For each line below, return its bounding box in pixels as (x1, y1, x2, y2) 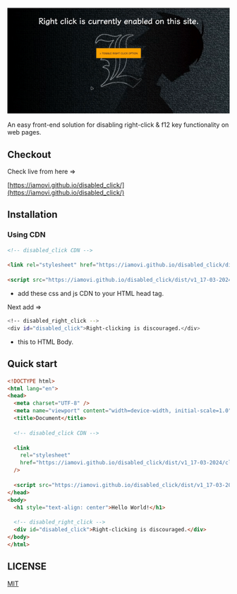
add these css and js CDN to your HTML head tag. (17, 290, 164, 298)
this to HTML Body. (17, 338, 74, 346)
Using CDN (7, 230, 46, 240)
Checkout (7, 149, 51, 161)
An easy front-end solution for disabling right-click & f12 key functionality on (7, 120, 229, 129)
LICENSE (7, 561, 47, 573)
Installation (7, 209, 58, 221)
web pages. (7, 128, 42, 137)
